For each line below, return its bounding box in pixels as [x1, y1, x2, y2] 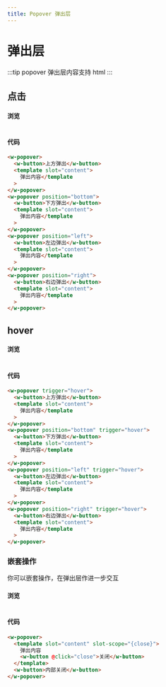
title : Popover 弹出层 [7, 10, 71, 18]
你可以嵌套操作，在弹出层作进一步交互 [7, 574, 119, 582]
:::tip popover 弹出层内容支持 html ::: [7, 68, 113, 76]
